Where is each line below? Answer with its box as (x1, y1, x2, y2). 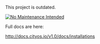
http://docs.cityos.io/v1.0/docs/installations (5, 33, 95, 39)
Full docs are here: (5, 23, 44, 29)
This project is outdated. (5, 4, 56, 10)
